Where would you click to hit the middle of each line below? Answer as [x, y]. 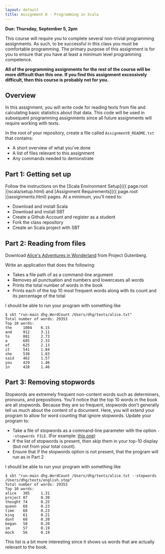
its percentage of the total [39, 296]
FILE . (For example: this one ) [66, 436]
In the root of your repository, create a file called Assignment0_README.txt [80, 133]
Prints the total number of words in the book [57, 285]
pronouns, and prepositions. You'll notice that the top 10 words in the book [81, 399]
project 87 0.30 [28, 497]
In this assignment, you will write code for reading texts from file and [75, 107]
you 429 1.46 [28, 363]
